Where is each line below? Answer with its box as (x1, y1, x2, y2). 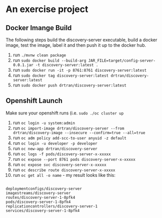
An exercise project (5, 4, 88, 15)
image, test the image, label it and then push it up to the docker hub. (5, 42, 146, 48)
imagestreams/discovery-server (5, 190, 71, 195)
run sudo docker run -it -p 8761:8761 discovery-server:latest (12, 67, 147, 73)
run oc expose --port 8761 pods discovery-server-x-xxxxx (12, 156, 135, 162)
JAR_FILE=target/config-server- (88, 58, 156, 63)
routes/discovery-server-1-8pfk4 (5, 195, 75, 200)
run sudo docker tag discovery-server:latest (12, 72, 109, 78)
